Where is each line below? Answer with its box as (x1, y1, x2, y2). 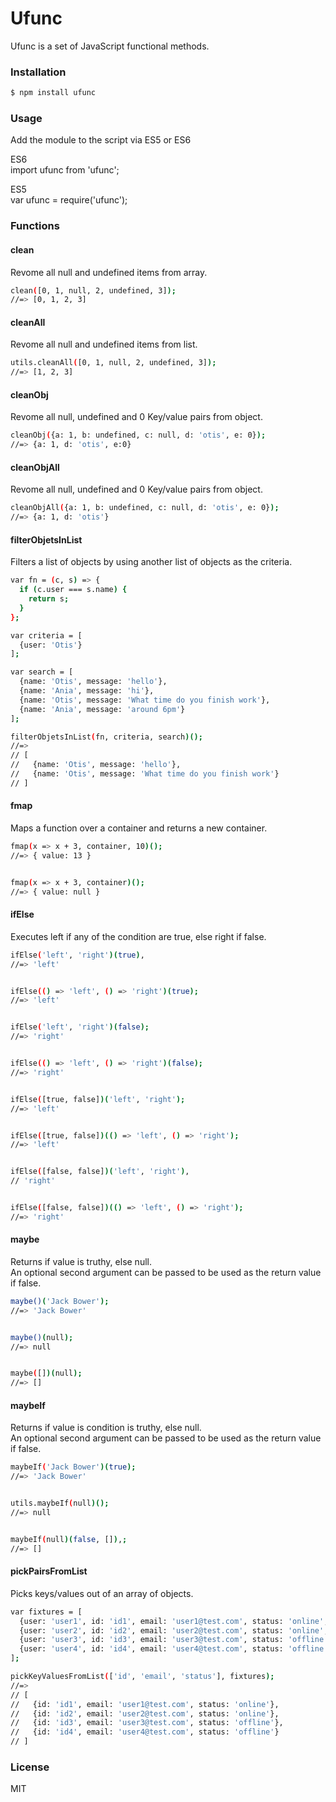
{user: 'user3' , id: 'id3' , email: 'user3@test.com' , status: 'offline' (19, 1635, 329, 1645)
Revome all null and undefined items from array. (10, 266, 208, 278)
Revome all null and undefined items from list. (10, 338, 198, 351)
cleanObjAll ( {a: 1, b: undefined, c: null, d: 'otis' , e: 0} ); (10, 503, 280, 513)
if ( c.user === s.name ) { (19, 585, 128, 595)
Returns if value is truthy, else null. (10, 1255, 152, 1267)
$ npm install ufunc (10, 88, 97, 98)
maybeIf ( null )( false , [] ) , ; (10, 1534, 128, 1544)
